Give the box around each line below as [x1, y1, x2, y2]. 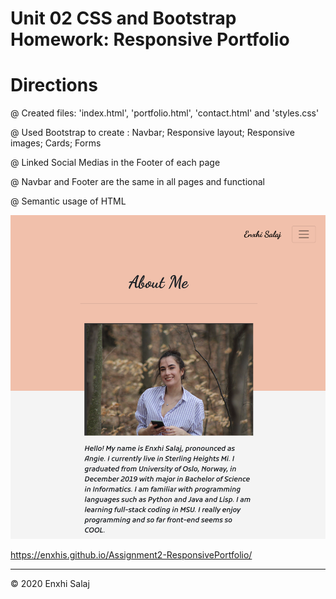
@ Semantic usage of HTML [10, 195, 127, 207]
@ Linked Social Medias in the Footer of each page [10, 157, 221, 169]
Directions [10, 74, 98, 97]
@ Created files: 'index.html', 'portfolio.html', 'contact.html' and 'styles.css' [10, 107, 320, 119]
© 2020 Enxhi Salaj [10, 577, 90, 589]
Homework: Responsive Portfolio [10, 28, 290, 51]
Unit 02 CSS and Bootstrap [10, 7, 237, 30]
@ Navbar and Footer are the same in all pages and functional [10, 176, 265, 188]
